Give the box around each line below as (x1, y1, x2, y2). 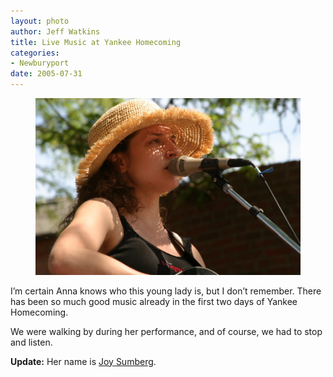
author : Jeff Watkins (10, 26, 101, 37)
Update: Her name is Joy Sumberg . (10, 355, 157, 367)
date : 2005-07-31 (10, 69, 83, 79)
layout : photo (10, 16, 70, 26)
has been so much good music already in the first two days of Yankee (10, 295, 298, 307)
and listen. (10, 336, 53, 348)
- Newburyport (10, 58, 70, 69)
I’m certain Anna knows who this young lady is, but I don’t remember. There (10, 285, 322, 297)
